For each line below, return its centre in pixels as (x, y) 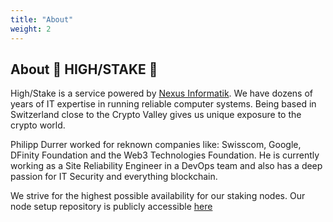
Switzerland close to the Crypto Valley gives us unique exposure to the (156, 115)
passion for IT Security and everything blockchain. (114, 177)
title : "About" (42, 19)
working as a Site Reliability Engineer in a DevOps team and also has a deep (166, 166)
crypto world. (38, 125)
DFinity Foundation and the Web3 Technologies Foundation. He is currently (165, 155)
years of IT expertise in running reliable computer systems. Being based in (163, 104)
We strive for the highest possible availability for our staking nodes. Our (158, 196)
